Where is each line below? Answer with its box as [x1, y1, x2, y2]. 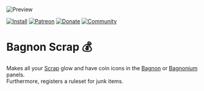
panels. [6, 71, 25, 78]
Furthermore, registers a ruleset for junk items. [6, 77, 124, 85]
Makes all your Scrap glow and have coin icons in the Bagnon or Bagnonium [6, 64, 198, 71]
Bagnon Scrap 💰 [6, 40, 93, 54]
